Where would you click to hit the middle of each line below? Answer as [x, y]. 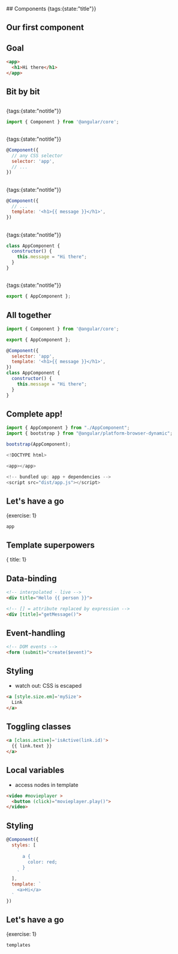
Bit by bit [23, 92]
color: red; [43, 862]
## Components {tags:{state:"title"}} [51, 9]
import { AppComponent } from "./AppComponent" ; [68, 428]
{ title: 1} [16, 560]
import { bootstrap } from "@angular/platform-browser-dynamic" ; [89, 433]
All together [29, 315]
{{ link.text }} [32, 746]
